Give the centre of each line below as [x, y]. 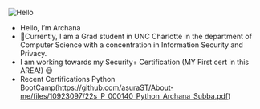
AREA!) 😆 [37, 71]
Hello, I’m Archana [50, 28]
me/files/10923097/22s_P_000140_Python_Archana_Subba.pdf [124, 96]
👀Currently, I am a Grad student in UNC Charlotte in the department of [136, 36]
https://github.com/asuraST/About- [116, 87]
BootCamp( [39, 87]
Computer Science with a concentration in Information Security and [131, 45]
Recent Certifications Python [67, 79]
